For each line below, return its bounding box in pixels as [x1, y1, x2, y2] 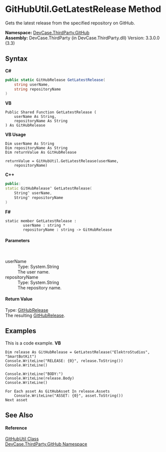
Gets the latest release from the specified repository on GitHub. [5, 20, 135, 26]
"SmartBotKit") [5, 354, 37, 359]
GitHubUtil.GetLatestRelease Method [5, 3, 162, 15]
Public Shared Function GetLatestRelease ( [5, 110, 97, 115]
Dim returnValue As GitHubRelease [5, 150, 77, 155]
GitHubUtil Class [5, 436, 39, 442]
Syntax [5, 55, 28, 63]
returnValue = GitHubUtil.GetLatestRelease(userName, [5, 159, 119, 164]
